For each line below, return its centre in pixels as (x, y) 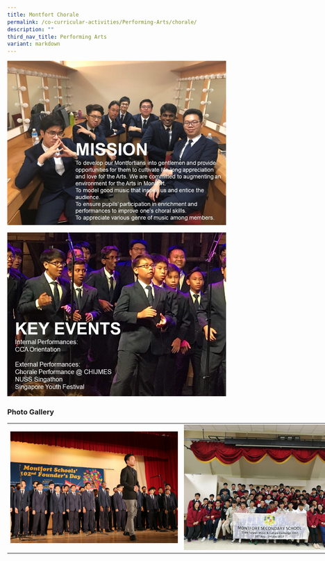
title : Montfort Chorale (43, 15)
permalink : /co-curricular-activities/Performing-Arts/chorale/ (102, 22)
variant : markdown (34, 44)
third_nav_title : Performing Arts (57, 37)
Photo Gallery (31, 412)
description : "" (31, 29)
